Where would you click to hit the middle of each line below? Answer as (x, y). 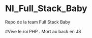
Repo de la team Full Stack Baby (38, 22)
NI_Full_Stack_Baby (46, 9)
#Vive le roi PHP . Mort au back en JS (43, 31)
